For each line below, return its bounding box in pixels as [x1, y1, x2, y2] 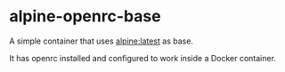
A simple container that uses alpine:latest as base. [9, 36, 194, 46]
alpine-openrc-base [9, 6, 162, 27]
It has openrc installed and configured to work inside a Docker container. [9, 52, 276, 63]
